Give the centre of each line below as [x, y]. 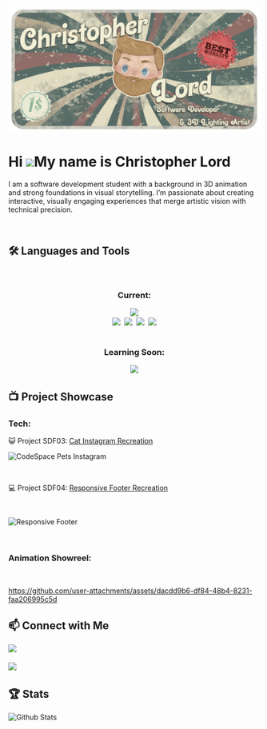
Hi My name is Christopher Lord [120, 162]
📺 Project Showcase [61, 397]
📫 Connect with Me [59, 625]
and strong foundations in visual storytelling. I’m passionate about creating [131, 192]
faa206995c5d [33, 600]
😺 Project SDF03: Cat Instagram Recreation [81, 441]
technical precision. [41, 209]
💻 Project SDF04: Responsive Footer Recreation [88, 488]
